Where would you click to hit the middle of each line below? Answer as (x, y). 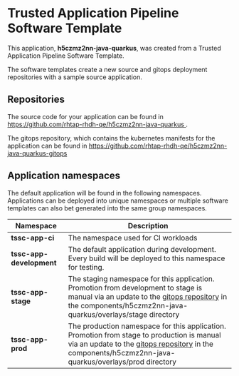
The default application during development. (142, 249)
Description (148, 225)
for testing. (86, 267)
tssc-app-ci (33, 238)
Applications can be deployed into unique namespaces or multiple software (118, 200)
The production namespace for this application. (147, 326)
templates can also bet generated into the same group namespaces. (107, 208)
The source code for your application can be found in (85, 116)
